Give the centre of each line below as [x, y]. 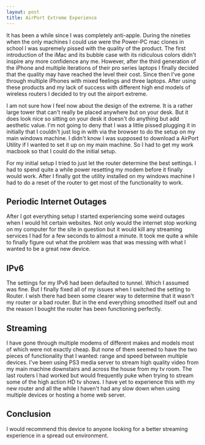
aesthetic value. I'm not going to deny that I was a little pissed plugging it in [101, 125]
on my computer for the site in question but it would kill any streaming [94, 230]
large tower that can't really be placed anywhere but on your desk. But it [97, 112]
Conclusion [29, 414]
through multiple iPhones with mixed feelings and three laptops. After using [101, 81]
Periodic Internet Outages [57, 202]
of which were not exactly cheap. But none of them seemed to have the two [102, 349]
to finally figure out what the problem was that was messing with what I [96, 242]
